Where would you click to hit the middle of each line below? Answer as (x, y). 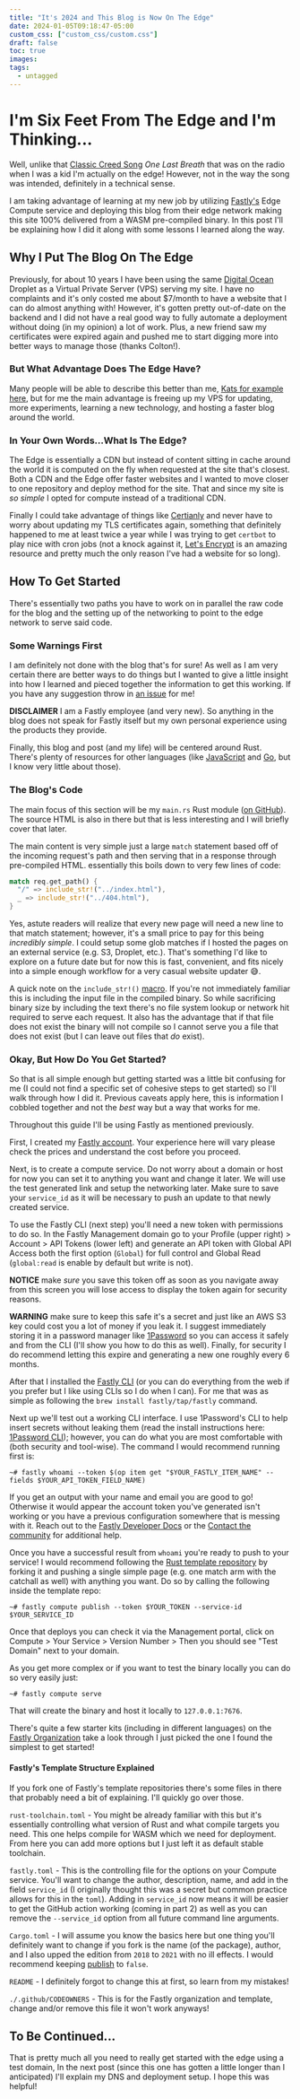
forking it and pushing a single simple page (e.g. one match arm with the (143, 1572)
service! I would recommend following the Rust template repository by (139, 1563)
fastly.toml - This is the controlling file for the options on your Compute (143, 1870)
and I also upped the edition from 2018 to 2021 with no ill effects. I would (141, 1954)
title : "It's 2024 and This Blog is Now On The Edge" (112, 17)
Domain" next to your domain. (64, 1650)
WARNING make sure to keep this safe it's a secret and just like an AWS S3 (148, 1317)
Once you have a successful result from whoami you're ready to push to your (149, 1553)
